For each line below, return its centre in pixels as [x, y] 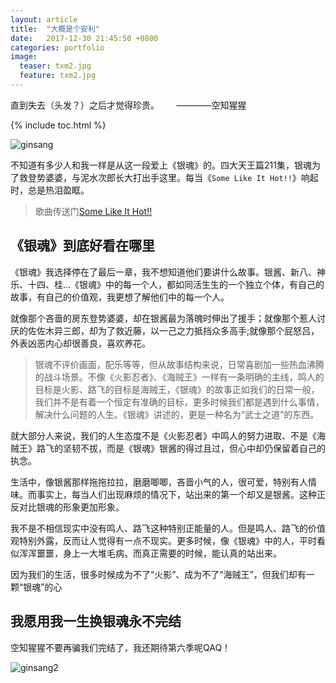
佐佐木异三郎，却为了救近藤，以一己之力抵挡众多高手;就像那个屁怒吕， [173, 330]
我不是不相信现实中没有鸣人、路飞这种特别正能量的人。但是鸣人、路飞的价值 [168, 528]
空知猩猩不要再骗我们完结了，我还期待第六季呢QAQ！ [121, 647]
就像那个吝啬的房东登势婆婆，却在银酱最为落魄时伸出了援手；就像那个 [155, 318]
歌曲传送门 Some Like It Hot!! [93, 211]
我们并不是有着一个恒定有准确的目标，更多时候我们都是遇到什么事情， [179, 402]
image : [24, 57]
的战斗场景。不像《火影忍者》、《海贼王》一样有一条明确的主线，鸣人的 [179, 377]
